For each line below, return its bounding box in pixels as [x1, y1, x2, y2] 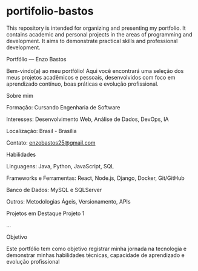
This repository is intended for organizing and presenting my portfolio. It [6, 24, 186, 32]
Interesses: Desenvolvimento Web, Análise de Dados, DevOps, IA [6, 115, 169, 123]
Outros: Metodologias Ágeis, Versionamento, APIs [6, 197, 131, 205]
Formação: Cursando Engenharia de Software [6, 103, 120, 111]
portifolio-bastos [6, 4, 94, 18]
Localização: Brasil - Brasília [6, 127, 77, 134]
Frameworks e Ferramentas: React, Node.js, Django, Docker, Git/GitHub [6, 174, 185, 182]
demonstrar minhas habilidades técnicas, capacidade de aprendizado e [6, 251, 185, 259]
